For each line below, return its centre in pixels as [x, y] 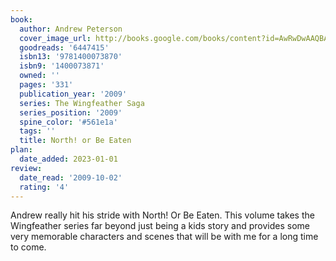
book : [21, 19]
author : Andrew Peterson [71, 29]
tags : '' [37, 131]
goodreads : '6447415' [64, 47]
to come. [28, 247]
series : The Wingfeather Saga [82, 103]
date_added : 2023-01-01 [68, 159]
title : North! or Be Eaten [75, 141]
